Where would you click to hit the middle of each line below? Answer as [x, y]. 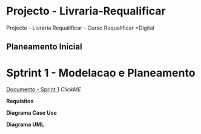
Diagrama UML [25, 124]
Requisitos [20, 101]
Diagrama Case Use [32, 113]
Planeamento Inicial [44, 47]
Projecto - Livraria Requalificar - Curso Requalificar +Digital [80, 28]
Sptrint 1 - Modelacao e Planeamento [101, 73]
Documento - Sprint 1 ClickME [44, 89]
